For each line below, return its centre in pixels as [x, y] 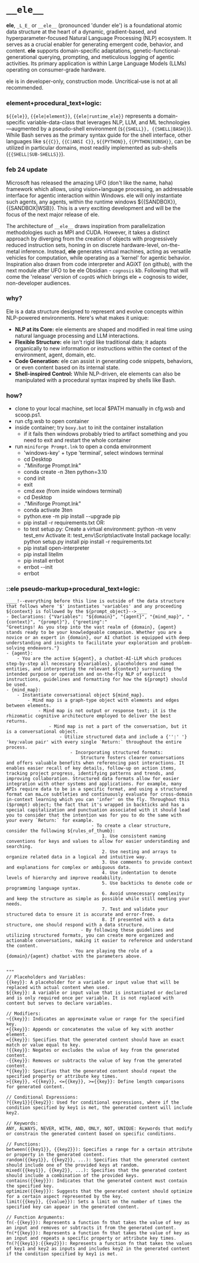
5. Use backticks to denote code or [147, 883]
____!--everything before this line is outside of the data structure [95, 601]
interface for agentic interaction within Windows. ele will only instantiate [94, 195]
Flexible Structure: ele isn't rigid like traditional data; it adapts [91, 342]
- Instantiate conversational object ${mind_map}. [81, 695]
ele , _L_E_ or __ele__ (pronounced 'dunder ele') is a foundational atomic [94, 25]
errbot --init [38, 567]
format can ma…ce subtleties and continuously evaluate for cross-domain [99, 794]
